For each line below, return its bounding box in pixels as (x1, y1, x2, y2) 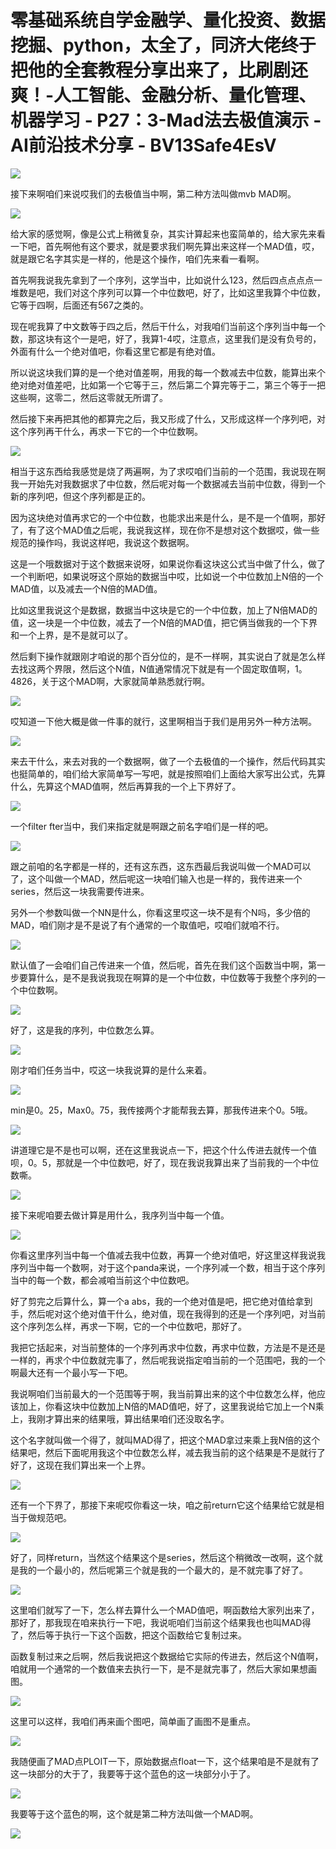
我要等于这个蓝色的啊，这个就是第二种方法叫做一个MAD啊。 (10, 1807, 259, 1820)
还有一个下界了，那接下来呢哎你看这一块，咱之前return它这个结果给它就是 (10, 1499, 316, 1511)
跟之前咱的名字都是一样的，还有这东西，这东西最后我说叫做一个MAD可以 (10, 860, 312, 872)
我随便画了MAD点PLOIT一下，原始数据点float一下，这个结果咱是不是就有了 (10, 1755, 320, 1767)
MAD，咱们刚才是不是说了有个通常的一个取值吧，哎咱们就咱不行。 (10, 919, 285, 931)
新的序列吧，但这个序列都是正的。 (10, 490, 151, 502)
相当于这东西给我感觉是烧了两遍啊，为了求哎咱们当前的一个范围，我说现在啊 (10, 465, 326, 477)
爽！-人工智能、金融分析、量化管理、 (10, 84, 317, 107)
